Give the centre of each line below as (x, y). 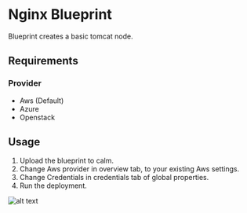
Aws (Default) (42, 101)
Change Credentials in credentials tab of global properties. (114, 178)
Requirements (43, 61)
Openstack (37, 117)
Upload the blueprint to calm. (67, 161)
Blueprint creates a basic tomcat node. (71, 36)
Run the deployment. (53, 185)
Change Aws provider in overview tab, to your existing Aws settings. (129, 169)
